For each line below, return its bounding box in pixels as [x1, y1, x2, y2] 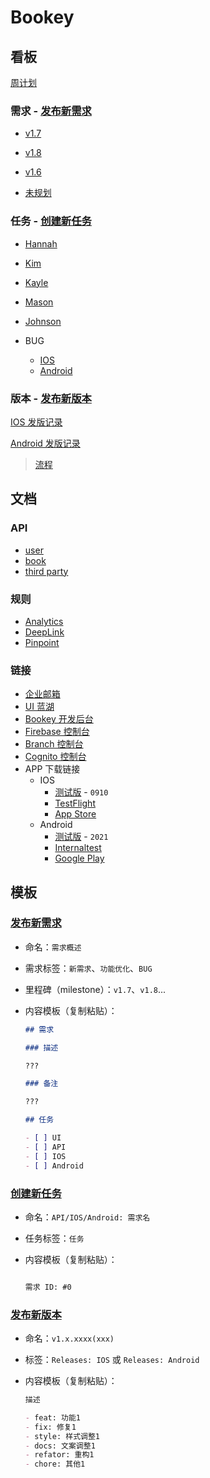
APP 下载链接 [24, 763, 81, 775]
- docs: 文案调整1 [24, 1441, 96, 1451]
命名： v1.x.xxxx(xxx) [24, 1332, 115, 1345]
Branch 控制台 [24, 738, 84, 750]
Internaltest [54, 842, 102, 854]
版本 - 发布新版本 [10, 391, 92, 405]
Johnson [24, 315, 62, 327]
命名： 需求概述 [24, 941, 82, 953]
